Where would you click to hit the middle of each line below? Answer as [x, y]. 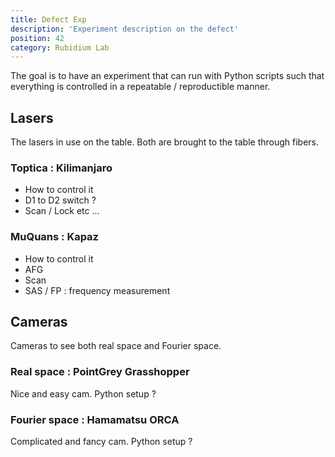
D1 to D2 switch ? [60, 200]
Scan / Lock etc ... [62, 211]
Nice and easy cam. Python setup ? [83, 393]
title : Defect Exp [48, 19]
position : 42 [37, 38]
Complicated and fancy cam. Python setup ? [101, 442]
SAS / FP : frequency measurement [97, 290]
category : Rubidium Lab [60, 47]
